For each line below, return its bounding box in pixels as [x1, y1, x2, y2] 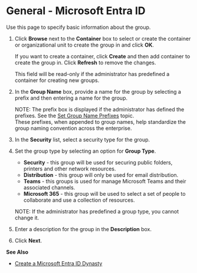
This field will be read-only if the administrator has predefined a [14, 70, 170, 77]
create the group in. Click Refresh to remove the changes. [14, 59, 156, 66]
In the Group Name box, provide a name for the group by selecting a [14, 88, 182, 95]
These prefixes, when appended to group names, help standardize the [14, 118, 186, 125]
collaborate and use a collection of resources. [23, 196, 135, 203]
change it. [14, 214, 40, 221]
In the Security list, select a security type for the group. [14, 136, 150, 143]
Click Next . [14, 237, 42, 244]
